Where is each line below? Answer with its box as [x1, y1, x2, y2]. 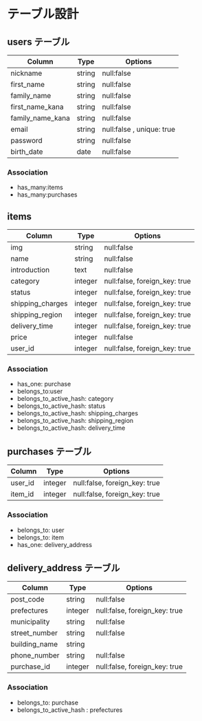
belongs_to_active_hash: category [16, 395, 114, 403]
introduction [10, 265, 50, 275]
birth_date [10, 147, 43, 156]
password [10, 136, 43, 145]
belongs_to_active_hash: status [16, 402, 106, 411]
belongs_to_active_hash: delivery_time [16, 424, 126, 432]
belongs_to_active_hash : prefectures [16, 705, 123, 714]
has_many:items [16, 184, 63, 192]
